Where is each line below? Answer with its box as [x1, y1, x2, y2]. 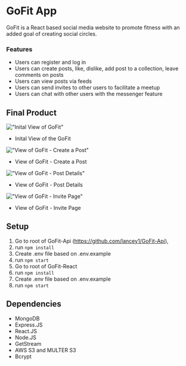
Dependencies [6, 299, 61, 309]
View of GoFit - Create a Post [14, 158, 88, 165]
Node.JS [14, 334, 37, 341]
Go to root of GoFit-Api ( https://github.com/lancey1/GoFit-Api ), [14, 237, 169, 244]
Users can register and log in [14, 58, 86, 66]
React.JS [14, 327, 38, 334]
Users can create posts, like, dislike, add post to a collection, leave [14, 65, 179, 72]
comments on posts [14, 72, 64, 79]
